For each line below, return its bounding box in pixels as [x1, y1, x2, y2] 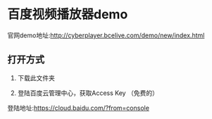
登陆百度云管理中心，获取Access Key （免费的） [17, 89, 158, 97]
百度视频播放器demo [7, 6, 128, 23]
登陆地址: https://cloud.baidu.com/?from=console [7, 104, 150, 112]
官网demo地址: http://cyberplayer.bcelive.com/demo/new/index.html [7, 31, 205, 39]
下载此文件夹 [17, 73, 55, 82]
